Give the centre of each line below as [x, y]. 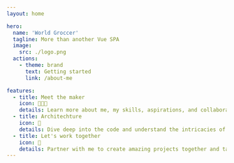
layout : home [25, 14]
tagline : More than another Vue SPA [66, 39]
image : [22, 46]
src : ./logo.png [43, 52]
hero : [14, 26]
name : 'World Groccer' [46, 33]
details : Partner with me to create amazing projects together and [119, 149]
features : [21, 91]
